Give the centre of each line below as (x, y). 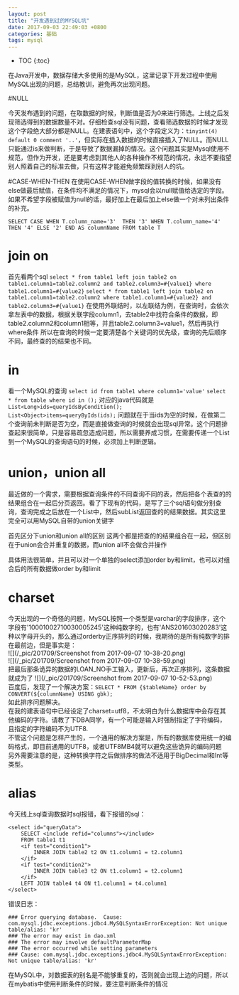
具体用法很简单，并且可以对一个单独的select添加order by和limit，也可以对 (116, 560)
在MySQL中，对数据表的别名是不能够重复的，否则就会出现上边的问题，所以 (118, 974)
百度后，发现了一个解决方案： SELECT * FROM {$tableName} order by (107, 686)
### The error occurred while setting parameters (83, 948)
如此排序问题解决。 (36, 702)
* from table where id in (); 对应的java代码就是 (81, 400)
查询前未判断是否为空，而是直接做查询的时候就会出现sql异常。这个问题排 (121, 424)
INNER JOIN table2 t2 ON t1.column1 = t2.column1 (108, 852)
